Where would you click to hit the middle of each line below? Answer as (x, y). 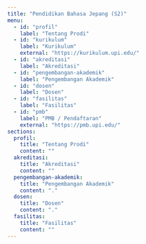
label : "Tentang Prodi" (55, 33)
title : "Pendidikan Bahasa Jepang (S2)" (67, 14)
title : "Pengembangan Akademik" (67, 184)
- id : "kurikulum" (41, 40)
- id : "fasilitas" (41, 99)
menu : (15, 20)
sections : (22, 131)
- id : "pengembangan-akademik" (59, 72)
